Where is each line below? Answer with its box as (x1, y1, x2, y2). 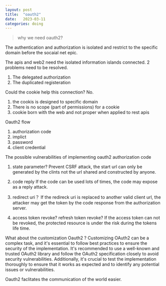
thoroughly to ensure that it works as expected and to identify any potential (5, 262, 160, 268)
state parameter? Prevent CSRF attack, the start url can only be (12, 164, 143, 170)
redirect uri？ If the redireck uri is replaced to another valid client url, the (12, 194, 161, 200)
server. (12, 205, 27, 211)
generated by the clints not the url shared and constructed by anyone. (12, 169, 157, 175)
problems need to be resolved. (5, 65, 68, 71)
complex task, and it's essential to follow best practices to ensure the (5, 240, 148, 246)
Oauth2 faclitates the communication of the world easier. (5, 277, 122, 283)
